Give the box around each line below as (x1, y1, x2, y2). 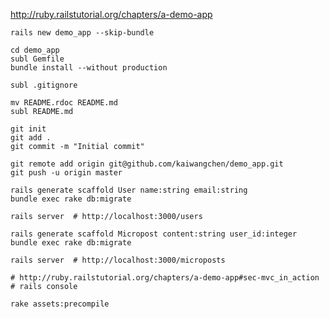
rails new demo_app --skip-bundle (10, 28, 155, 38)
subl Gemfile (10, 54, 65, 64)
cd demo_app (10, 45, 60, 55)
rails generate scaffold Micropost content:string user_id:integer (10, 229, 298, 239)
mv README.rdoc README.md (10, 98, 118, 108)
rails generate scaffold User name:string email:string (10, 185, 248, 195)
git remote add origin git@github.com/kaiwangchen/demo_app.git (10, 159, 284, 169)
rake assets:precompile (10, 299, 110, 309)
